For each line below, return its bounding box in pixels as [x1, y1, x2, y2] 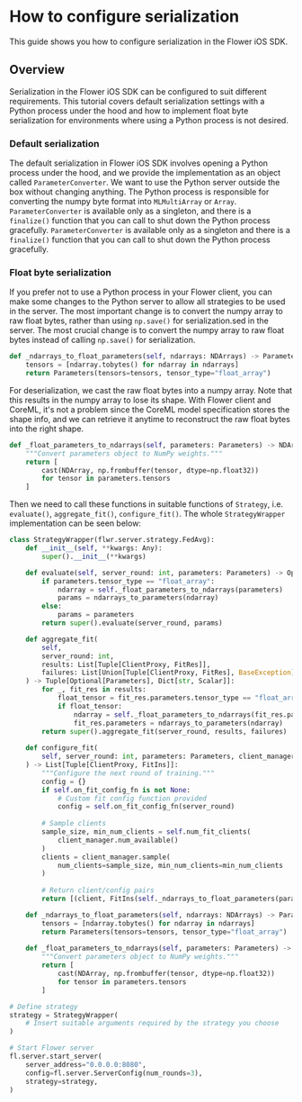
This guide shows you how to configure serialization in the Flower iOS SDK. [9, 36, 289, 47]
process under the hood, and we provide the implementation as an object [9, 167, 281, 178]
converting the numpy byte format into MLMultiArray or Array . [9, 196, 237, 207]
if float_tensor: [57, 701, 123, 710]
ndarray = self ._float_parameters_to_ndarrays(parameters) [57, 585, 283, 594]
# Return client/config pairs [41, 886, 155, 895]
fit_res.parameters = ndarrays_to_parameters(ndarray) [73, 718, 283, 727]
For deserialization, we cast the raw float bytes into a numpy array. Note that [9, 384, 293, 395]
